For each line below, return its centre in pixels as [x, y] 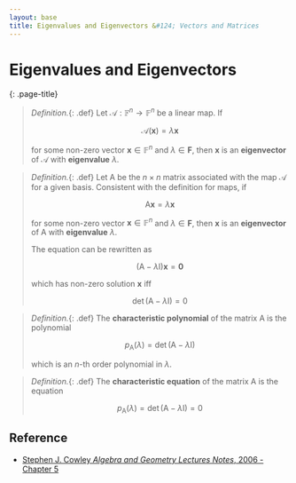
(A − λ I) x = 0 [160, 266]
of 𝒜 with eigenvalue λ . [75, 159]
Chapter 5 [40, 469]
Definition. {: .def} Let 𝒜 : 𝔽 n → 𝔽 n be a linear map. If [127, 112]
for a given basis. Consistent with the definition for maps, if [139, 186]
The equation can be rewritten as [91, 249]
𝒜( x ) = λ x [160, 131]
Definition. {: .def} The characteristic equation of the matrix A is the [155, 382]
